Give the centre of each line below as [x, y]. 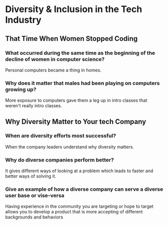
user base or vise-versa [35, 196]
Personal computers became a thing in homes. [53, 70]
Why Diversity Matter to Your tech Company [76, 122]
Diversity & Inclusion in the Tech [74, 9]
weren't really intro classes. [34, 106]
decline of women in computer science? [55, 59]
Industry [23, 20]
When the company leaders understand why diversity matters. [70, 146]
